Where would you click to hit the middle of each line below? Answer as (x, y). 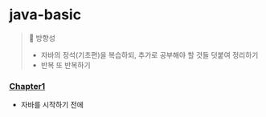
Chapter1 (27, 86)
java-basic (45, 15)
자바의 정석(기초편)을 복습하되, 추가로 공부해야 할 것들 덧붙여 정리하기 (149, 54)
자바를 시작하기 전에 (52, 105)
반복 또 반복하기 (65, 65)
